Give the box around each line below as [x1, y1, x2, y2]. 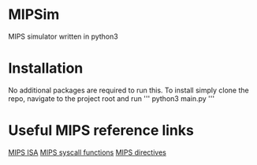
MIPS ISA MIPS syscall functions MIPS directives [8, 148, 167, 157]
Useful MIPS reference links [8, 122, 195, 140]
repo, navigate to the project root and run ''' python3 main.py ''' [8, 93, 215, 103]
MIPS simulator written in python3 [8, 32, 118, 41]
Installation [8, 59, 84, 77]
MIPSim [8, 6, 60, 24]
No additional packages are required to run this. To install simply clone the [8, 85, 250, 95]
